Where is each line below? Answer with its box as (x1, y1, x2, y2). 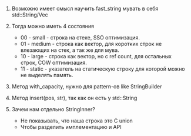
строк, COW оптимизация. (20, 59, 87, 66)
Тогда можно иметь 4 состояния (11, 23, 94, 29)
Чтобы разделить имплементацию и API (20, 124, 122, 130)
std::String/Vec (11, 11, 48, 18)
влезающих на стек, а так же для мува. (20, 47, 119, 54)
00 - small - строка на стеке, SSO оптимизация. (20, 34, 140, 41)
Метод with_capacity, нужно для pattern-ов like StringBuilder (11, 83, 162, 90)
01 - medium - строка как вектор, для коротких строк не (20, 41, 162, 47)
